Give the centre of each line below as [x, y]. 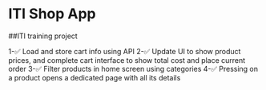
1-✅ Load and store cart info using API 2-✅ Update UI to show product [125, 51]
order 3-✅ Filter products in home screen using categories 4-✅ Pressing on [133, 68]
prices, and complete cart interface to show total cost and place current [127, 60]
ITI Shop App [52, 14]
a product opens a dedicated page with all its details [95, 77]
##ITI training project [43, 36]
